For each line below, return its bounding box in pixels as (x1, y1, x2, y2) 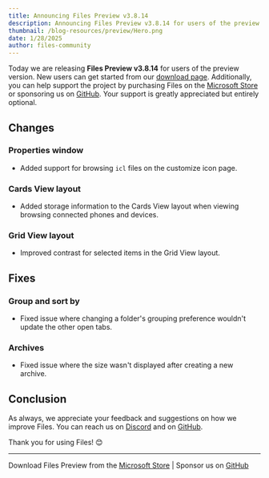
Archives (8, 342, 45, 354)
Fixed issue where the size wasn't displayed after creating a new (19, 360, 234, 370)
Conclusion (8, 392, 67, 406)
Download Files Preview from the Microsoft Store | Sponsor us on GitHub (8, 460, 250, 470)
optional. (8, 98, 38, 107)
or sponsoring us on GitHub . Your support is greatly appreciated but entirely (8, 89, 259, 99)
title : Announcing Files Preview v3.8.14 (8, 11, 149, 20)
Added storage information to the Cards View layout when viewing (19, 201, 239, 211)
